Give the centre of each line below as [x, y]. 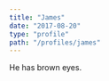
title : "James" [37, 17]
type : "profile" [39, 34]
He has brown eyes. [46, 68]
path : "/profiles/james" [55, 42]
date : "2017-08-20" [45, 26]
